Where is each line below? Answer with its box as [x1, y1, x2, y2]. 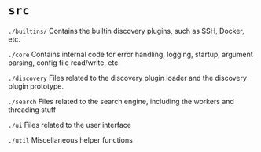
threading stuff [8, 105, 57, 114]
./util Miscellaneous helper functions [8, 135, 134, 144]
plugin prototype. [8, 81, 64, 91]
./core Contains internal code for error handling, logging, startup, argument [8, 49, 253, 59]
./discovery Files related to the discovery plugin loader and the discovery [8, 73, 248, 82]
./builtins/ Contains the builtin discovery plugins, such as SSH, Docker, [8, 26, 245, 35]
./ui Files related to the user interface [8, 120, 132, 129]
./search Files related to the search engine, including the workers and [8, 96, 234, 106]
